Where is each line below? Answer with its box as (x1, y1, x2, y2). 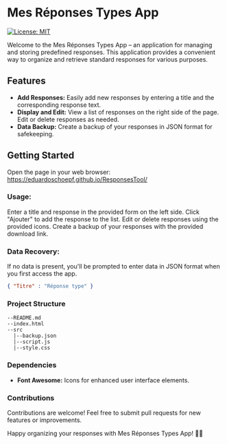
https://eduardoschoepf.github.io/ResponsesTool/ (7, 175, 147, 183)
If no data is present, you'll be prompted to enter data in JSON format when (7, 262, 221, 271)
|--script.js (13, 338, 51, 345)
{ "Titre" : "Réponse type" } (7, 283, 94, 290)
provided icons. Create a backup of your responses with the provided (7, 222, 204, 230)
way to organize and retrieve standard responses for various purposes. (7, 55, 208, 63)
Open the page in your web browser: (7, 168, 111, 176)
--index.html (7, 321, 45, 328)
